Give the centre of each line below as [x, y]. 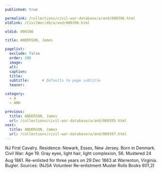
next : [10, 125]
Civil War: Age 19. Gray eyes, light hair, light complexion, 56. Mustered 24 [78, 153]
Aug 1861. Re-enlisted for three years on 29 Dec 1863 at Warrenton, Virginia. [81, 160]
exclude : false [25, 54]
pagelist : [15, 49]
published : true [21, 9]
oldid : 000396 [19, 31]
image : [16, 63]
